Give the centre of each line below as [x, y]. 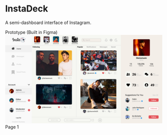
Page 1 [12, 127]
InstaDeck [27, 9]
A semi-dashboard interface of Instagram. [48, 22]
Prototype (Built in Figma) [31, 32]
